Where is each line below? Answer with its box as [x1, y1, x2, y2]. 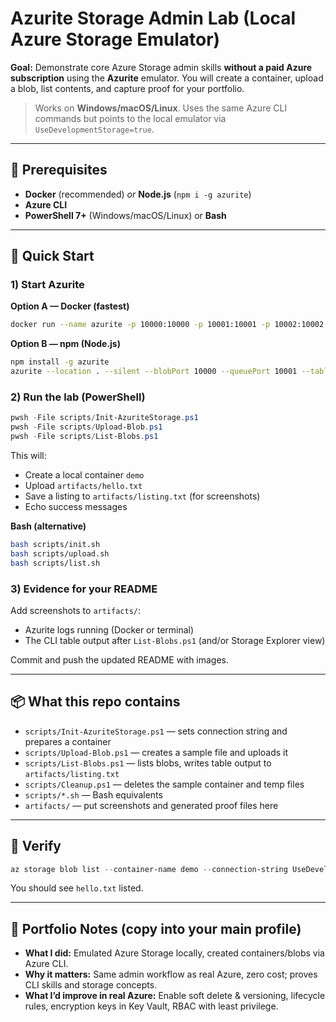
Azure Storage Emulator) [10, 28, 221, 51]
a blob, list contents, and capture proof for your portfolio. [10, 82, 245, 94]
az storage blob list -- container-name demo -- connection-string [10, 864, 288, 874]
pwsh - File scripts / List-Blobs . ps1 [10, 432, 159, 442]
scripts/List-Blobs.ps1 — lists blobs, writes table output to [24, 757, 272, 769]
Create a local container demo [24, 468, 145, 481]
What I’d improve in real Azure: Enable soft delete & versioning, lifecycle [24, 990, 326, 1002]
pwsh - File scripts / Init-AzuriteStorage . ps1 [10, 413, 199, 423]
